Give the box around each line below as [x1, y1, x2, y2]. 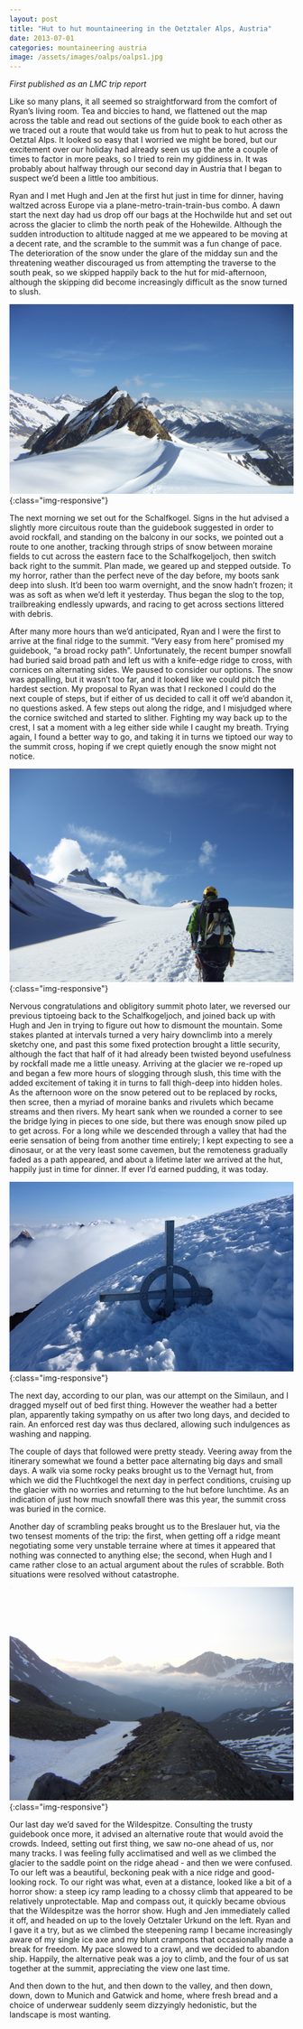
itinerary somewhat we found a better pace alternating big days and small [9, 1456, 283, 1466]
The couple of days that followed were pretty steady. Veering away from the [9, 1446, 293, 1457]
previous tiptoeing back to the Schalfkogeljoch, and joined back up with [9, 1010, 276, 1021]
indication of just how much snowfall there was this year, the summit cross [9, 1494, 287, 1505]
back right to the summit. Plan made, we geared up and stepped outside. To [9, 561, 291, 572]
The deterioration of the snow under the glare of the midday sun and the [9, 248, 279, 259]
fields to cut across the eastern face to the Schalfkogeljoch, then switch [9, 551, 277, 562]
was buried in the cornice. [9, 1503, 106, 1514]
